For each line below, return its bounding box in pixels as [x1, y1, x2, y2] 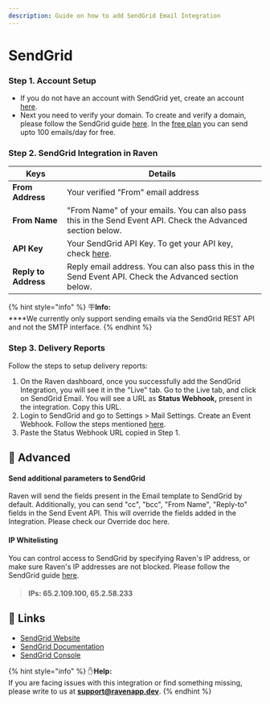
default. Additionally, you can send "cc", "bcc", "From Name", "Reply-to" [8, 500, 247, 510]
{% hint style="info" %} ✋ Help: [8, 666, 112, 676]
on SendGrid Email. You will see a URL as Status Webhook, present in [19, 393, 252, 403]
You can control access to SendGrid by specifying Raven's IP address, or [8, 553, 251, 563]
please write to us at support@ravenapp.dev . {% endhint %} [8, 686, 212, 696]
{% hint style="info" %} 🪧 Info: [8, 302, 111, 312]
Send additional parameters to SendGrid [8, 473, 146, 483]
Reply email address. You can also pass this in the [67, 261, 255, 272]
